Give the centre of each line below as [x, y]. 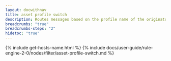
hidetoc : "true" [22, 33]
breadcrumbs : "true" [27, 24]
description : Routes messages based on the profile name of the [75, 19]
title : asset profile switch [36, 15]
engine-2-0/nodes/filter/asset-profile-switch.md [56, 53]
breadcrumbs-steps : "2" [31, 29]
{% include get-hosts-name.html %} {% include [55, 48]
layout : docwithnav [26, 10]
